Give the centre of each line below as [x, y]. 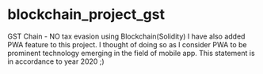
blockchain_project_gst [86, 15]
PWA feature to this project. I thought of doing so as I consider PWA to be [127, 44]
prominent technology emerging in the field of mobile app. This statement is [131, 53]
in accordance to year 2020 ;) [56, 61]
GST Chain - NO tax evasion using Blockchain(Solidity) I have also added [126, 36]
